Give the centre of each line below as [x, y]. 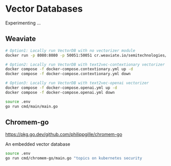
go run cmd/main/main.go [32, 106]
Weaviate [21, 39]
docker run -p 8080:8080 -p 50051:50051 [49, 55]
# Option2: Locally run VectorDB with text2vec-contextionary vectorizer [85, 64]
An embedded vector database [38, 144]
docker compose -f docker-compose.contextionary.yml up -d [69, 69]
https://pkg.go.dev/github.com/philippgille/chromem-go [64, 135]
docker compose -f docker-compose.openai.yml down [60, 92]
